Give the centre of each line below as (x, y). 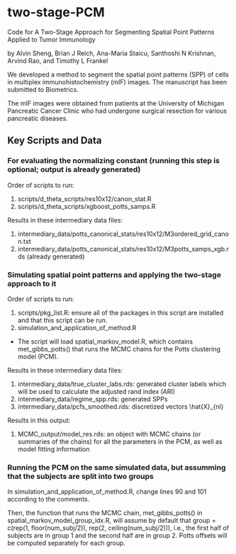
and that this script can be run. (62, 320)
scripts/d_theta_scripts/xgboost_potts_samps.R (86, 206)
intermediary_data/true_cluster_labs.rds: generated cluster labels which (122, 384)
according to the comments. (49, 499)
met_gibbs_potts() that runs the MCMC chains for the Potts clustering (119, 349)
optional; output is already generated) (74, 169)
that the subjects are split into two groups (80, 476)
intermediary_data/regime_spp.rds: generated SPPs (92, 399)
